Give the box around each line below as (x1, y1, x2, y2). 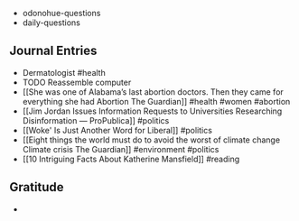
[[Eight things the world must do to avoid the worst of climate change (22, 134, 281, 145)
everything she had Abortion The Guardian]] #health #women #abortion (22, 96, 291, 106)
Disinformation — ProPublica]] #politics (22, 115, 170, 125)
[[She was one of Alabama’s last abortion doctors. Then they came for (22, 86, 285, 97)
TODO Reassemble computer (22, 77, 132, 87)
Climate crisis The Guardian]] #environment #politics (22, 143, 220, 154)
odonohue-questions (22, 8, 101, 18)
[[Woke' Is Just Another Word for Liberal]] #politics (22, 124, 212, 135)
